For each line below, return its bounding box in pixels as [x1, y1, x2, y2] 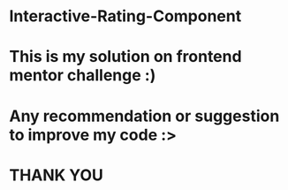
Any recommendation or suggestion [9, 106, 280, 125]
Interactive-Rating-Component [9, 6, 242, 27]
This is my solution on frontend [9, 47, 242, 67]
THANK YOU [9, 165, 103, 185]
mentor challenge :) [9, 65, 156, 86]
